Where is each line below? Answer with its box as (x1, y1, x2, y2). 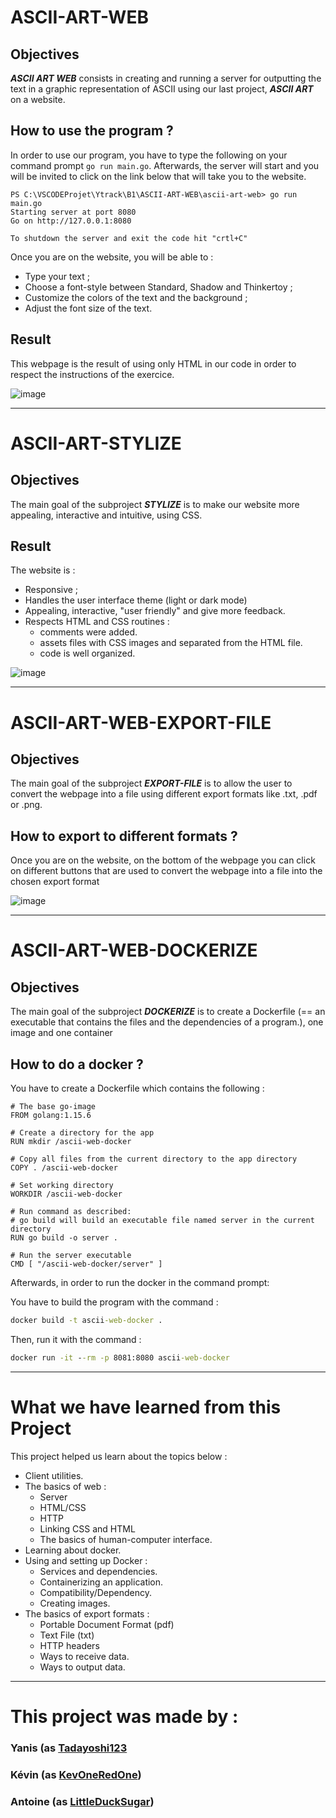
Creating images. (39, 1597, 111, 1609)
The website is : (10, 564, 76, 576)
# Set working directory (10, 1181, 114, 1191)
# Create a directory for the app (10, 1128, 155, 1138)
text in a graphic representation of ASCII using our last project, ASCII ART (10, 83, 314, 95)
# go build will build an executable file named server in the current (10, 1216, 315, 1226)
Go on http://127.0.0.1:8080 (10, 216, 132, 226)
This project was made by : (10, 1705, 239, 1728)
